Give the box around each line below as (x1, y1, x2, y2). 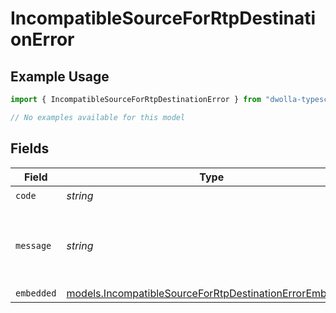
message (15, 240, 52, 251)
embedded (15, 287, 57, 299)
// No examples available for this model (10, 112, 186, 122)
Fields (10, 140, 50, 157)
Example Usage (10, 68, 110, 85)
